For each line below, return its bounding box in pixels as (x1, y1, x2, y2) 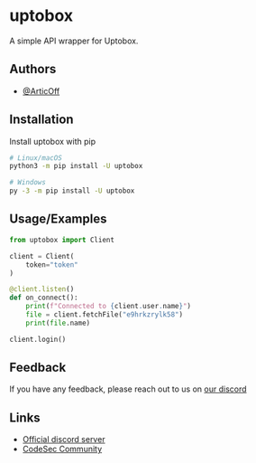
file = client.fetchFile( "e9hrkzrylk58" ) (25, 310, 183, 319)
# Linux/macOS (9, 153, 63, 163)
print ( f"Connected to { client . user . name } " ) (25, 302, 192, 311)
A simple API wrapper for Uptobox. (9, 35, 139, 46)
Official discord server (22, 434, 105, 445)
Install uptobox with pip (9, 136, 96, 146)
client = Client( (9, 251, 75, 260)
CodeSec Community (22, 444, 103, 455)
